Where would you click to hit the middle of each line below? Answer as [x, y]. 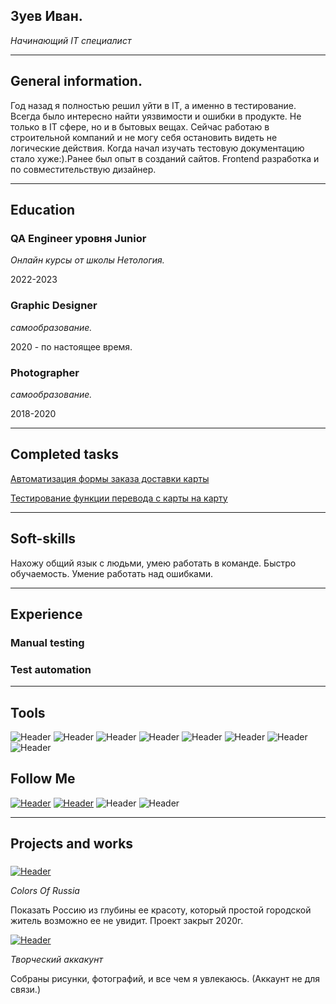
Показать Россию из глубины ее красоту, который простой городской [161, 910]
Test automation [51, 669]
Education [43, 210]
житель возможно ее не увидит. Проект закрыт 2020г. [127, 921]
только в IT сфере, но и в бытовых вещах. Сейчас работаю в [140, 126]
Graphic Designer [54, 306]
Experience [46, 614]
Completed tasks [64, 454]
